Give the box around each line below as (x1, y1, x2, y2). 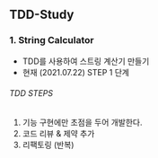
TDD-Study (9, 7, 75, 22)
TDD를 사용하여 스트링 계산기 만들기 (22, 56, 150, 66)
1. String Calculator (9, 34, 94, 47)
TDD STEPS (9, 88, 54, 99)
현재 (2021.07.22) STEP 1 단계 (22, 66, 130, 77)
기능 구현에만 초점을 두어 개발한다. (22, 117, 143, 127)
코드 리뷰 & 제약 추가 (22, 127, 95, 138)
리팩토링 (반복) (22, 139, 75, 150)
